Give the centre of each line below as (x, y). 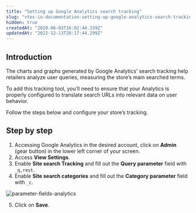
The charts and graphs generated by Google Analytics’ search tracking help (97, 71)
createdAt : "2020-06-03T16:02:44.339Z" (55, 28)
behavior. (17, 101)
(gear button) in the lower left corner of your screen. (77, 151)
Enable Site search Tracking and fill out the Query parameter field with (100, 163)
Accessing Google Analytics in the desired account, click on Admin (95, 145)
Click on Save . (32, 205)
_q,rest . (24, 170)
